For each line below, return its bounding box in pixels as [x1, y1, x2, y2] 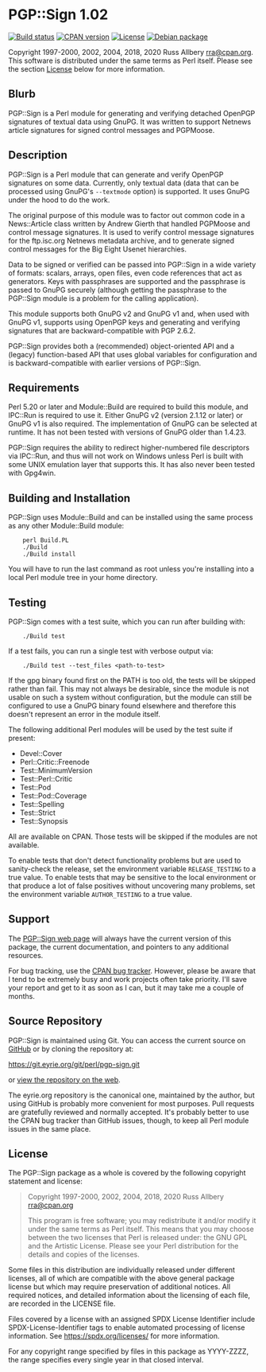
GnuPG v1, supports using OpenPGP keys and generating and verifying [8, 317, 241, 327]
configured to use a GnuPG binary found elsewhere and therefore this [8, 701, 237, 710]
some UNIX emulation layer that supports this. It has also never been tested [8, 460, 256, 470]
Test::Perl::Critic [19, 774, 73, 783]
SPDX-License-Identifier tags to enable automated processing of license [8, 1323, 245, 1332]
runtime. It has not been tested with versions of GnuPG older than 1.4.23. [8, 427, 246, 437]
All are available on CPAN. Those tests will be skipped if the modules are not [8, 832, 258, 841]
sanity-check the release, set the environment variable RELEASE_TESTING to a [8, 864, 256, 873]
